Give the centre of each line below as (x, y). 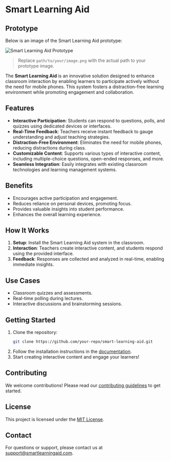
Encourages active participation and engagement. (66, 198)
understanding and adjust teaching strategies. (61, 137)
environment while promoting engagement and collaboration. (70, 92)
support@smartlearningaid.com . (39, 453)
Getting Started (30, 320)
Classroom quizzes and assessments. (52, 293)
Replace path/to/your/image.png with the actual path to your (82, 60)
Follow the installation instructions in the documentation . (72, 351)
